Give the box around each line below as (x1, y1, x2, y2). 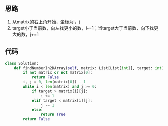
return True (40, 112, 66, 117)
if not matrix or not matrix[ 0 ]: (23, 70, 93, 75)
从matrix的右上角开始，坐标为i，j (12, 19, 80, 25)
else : (31, 107, 43, 112)
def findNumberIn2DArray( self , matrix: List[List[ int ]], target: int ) (14, 65, 164, 71)
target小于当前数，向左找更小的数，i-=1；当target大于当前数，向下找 (12, 25, 154, 31)
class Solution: (5, 61, 39, 66)
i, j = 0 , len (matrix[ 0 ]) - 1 (23, 79, 86, 85)
